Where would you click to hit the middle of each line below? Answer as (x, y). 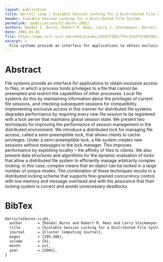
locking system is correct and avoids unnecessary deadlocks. (67, 186)
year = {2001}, (33, 250)
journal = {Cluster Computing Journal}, (56, 232)
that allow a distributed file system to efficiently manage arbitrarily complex (80, 160)
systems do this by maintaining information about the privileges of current (79, 98)
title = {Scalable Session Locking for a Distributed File (78, 228)
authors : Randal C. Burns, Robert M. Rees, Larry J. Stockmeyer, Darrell (81, 28)
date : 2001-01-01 (23, 32)
